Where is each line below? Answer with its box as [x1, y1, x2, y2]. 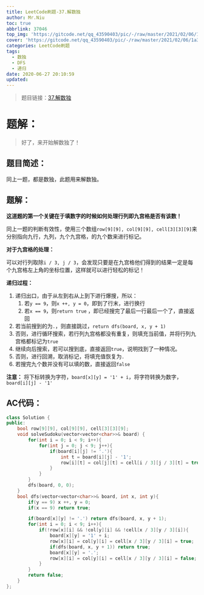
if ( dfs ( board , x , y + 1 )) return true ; [49, 544, 151, 550]
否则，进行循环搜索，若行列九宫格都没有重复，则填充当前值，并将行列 [15, 330, 191, 337]
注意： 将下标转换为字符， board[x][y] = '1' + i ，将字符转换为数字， [6, 373, 182, 380]
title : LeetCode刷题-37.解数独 [6, 8, 81, 15]
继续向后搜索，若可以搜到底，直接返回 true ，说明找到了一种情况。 [15, 345, 181, 352]
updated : [6, 76, 29, 83]
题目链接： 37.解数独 [21, 94, 72, 101]
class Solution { [6, 414, 50, 421]
